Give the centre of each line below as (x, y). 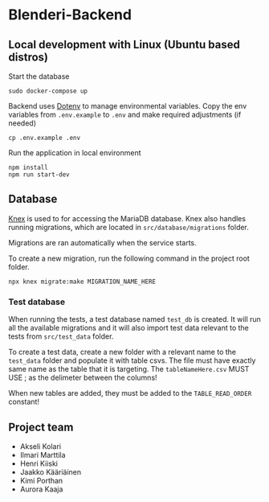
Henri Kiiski (39, 463)
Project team (41, 427)
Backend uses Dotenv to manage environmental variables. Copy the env (128, 106)
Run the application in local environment (75, 153)
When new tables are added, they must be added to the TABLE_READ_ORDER (130, 393)
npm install (28, 167)
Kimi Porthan (41, 480)
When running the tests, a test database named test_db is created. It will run (134, 319)
